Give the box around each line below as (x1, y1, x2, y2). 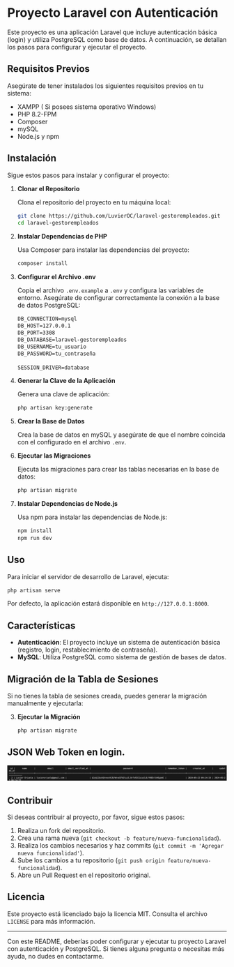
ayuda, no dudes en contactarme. (7, 952, 104, 960)
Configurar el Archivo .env (17, 273, 96, 281)
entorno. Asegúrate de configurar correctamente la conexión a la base (17, 294, 220, 302)
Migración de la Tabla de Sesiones (7, 673, 159, 685)
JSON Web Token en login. (7, 747, 125, 758)
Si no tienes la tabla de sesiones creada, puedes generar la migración (7, 692, 208, 700)
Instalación (7, 152, 57, 165)
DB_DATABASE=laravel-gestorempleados (17, 336, 127, 343)
